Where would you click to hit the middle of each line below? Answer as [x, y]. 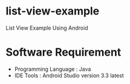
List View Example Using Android [47, 28]
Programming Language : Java [53, 69]
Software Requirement [63, 52]
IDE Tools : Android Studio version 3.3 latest [69, 75]
